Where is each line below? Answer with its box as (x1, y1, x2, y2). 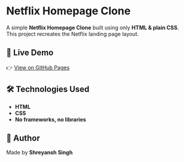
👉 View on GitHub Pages (6, 64, 70, 71)
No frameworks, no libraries (14, 115, 86, 123)
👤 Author (6, 133, 40, 143)
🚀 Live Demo (6, 48, 54, 58)
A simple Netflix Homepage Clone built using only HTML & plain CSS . (6, 24, 179, 31)
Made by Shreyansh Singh (6, 149, 73, 156)
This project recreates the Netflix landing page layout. (6, 30, 139, 37)
